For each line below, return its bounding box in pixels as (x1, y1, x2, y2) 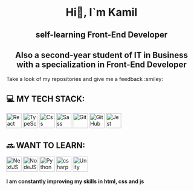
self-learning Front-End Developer (35, 30, 168, 40)
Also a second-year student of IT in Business (15, 50, 189, 60)
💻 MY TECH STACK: (6, 94, 85, 104)
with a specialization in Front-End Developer (16, 59, 187, 70)
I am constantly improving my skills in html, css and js (6, 178, 144, 185)
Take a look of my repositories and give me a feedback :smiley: (6, 76, 163, 83)
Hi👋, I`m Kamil (65, 5, 138, 19)
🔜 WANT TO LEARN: (6, 140, 86, 151)
